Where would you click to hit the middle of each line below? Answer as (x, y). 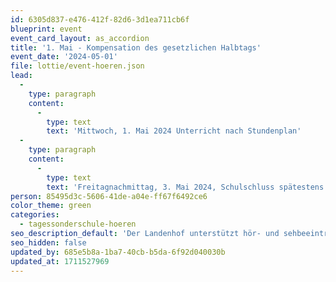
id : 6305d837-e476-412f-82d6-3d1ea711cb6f (100, 19)
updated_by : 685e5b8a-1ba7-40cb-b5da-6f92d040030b (118, 252)
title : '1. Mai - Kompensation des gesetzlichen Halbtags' (136, 47)
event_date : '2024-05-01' (64, 57)
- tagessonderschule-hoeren (78, 224)
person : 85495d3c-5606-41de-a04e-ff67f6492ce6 (109, 196)
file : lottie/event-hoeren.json (77, 66)
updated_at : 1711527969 (60, 261)
